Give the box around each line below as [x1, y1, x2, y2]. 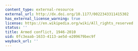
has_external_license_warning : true [5, 16, 80, 21]
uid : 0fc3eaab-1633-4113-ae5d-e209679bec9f [5, 34, 96, 39]
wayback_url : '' [5, 39, 38, 44]
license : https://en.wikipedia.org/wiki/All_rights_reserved [5, 20, 134, 26]
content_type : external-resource [5, 7, 74, 12]
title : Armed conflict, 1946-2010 [5, 30, 76, 34]
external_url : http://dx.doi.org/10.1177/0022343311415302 [5, 12, 129, 17]
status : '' [5, 25, 28, 30]
